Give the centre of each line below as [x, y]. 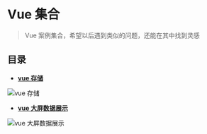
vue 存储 [30, 78]
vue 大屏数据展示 [43, 108]
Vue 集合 [34, 14]
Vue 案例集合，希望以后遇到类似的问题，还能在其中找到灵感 [112, 35]
